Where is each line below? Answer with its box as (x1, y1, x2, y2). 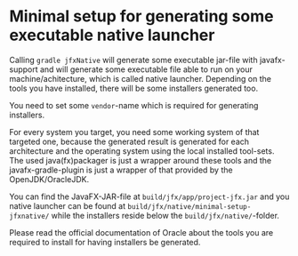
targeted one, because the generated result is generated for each (9, 136, 250, 147)
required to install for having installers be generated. (9, 236, 201, 247)
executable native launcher (9, 25, 215, 45)
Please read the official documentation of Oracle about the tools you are (9, 227, 274, 237)
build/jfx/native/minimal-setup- (127, 202, 252, 211)
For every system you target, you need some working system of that (9, 126, 260, 137)
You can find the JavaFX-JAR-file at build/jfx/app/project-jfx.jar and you (9, 191, 290, 202)
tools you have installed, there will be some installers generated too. (9, 83, 259, 93)
